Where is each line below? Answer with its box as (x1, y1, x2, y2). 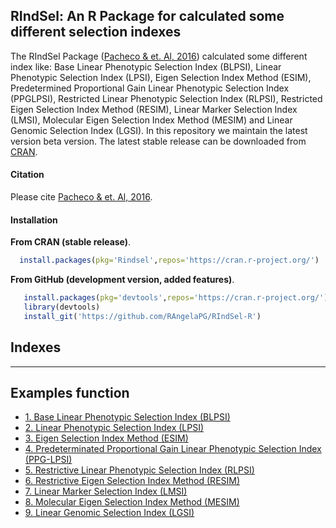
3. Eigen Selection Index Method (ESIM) (24, 432, 189, 444)
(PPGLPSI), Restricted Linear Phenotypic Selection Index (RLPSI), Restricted (10, 92, 323, 104)
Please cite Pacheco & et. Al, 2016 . (10, 191, 153, 203)
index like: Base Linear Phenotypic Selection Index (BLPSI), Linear (10, 60, 282, 73)
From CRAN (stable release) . (10, 236, 132, 248)
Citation (10, 169, 45, 181)
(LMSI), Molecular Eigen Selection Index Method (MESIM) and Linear (10, 114, 293, 126)
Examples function (10, 384, 130, 401)
